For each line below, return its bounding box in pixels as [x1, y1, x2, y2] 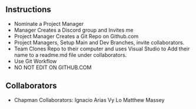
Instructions [5, 5, 51, 15]
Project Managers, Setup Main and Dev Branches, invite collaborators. [14, 39, 185, 46]
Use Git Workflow [14, 57, 57, 64]
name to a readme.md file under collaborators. [14, 51, 127, 58]
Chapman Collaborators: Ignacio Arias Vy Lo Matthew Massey [14, 96, 165, 103]
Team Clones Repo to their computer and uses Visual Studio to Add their [14, 45, 190, 52]
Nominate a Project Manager [14, 20, 84, 27]
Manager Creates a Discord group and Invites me [14, 26, 134, 33]
